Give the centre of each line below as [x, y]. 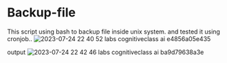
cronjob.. [20, 38]
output [17, 52]
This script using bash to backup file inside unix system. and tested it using [113, 32]
